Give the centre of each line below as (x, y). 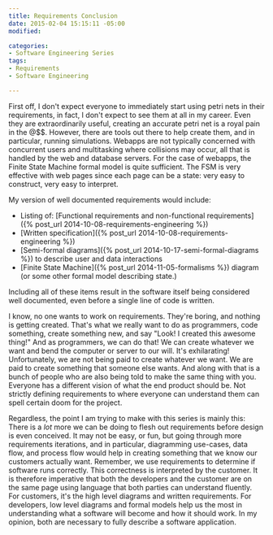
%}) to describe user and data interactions (91, 259)
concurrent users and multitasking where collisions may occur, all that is (129, 149)
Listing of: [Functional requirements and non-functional (113, 215)
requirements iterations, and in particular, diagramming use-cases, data (128, 444)
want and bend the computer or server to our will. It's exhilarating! (119, 350)
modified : (25, 31)
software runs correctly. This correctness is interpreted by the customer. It (133, 470)
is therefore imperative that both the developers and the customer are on (130, 478)
